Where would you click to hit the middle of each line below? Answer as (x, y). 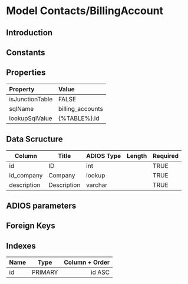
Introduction (29, 33)
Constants (26, 52)
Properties (26, 73)
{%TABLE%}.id (79, 118)
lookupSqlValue (31, 118)
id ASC (100, 272)
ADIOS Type (104, 156)
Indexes (21, 246)
